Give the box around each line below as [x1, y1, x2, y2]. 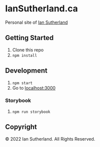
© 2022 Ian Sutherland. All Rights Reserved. [5, 136, 96, 142]
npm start [12, 80, 33, 86]
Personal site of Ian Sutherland [5, 19, 68, 25]
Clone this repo [12, 47, 44, 52]
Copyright [5, 123, 37, 131]
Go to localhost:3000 [12, 85, 56, 91]
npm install [12, 53, 37, 58]
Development [5, 66, 48, 75]
